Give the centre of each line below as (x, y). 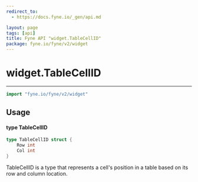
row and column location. (37, 173)
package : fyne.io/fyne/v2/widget (47, 44)
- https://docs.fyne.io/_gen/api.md (56, 17)
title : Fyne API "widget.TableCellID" (54, 39)
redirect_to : (22, 11)
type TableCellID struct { (39, 140)
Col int (26, 151)
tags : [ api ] (21, 33)
